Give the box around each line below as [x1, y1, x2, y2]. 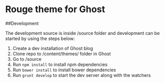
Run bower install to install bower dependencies [12, 67, 116, 73]
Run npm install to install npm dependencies [12, 61, 108, 67]
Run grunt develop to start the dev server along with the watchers [12, 72, 151, 78]
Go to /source [12, 56, 42, 62]
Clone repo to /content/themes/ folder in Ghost [12, 51, 111, 57]
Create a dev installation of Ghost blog [12, 45, 93, 51]
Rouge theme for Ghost [5, 4, 106, 15]
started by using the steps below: [5, 35, 75, 41]
